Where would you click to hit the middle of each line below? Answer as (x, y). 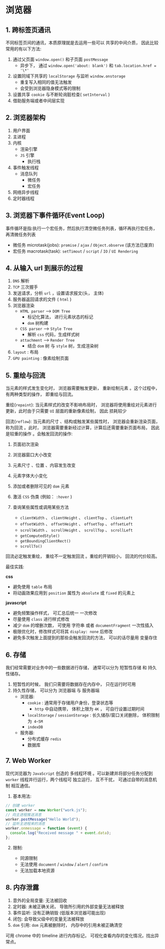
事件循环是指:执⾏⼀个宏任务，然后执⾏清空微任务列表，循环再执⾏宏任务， (82, 228)
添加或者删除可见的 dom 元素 (41, 486)
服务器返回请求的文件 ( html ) (42, 300)
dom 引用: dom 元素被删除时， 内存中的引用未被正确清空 (68, 925)
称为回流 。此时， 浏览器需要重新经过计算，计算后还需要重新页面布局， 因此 (83, 428)
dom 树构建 (38, 323)
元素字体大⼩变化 (30, 476)
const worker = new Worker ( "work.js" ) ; (46, 810)
